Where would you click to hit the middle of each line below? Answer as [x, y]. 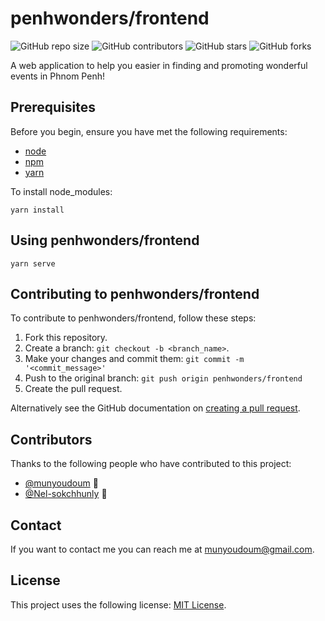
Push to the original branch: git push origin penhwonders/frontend [163, 378]
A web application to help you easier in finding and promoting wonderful [159, 65]
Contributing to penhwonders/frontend [135, 293]
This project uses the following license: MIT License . [118, 604]
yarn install [37, 210]
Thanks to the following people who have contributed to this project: [151, 464]
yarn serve [33, 263]
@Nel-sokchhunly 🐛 [66, 494]
